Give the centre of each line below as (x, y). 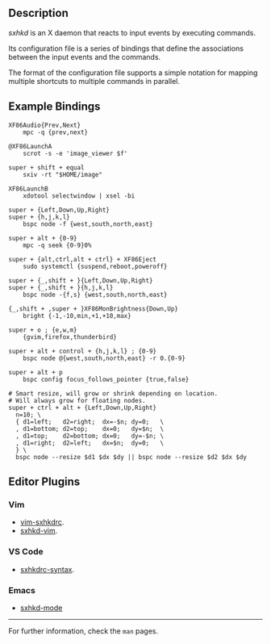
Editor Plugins (44, 482)
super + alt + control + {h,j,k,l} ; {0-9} (83, 351)
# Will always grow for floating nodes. (77, 400)
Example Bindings (54, 107)
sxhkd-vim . (39, 531)
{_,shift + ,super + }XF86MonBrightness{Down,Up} (94, 309)
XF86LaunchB (28, 189)
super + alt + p (35, 372)
